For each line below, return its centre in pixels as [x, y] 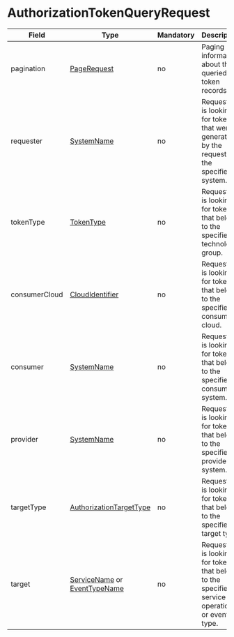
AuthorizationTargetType [110, 507]
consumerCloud [37, 294]
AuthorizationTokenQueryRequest [109, 13]
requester [27, 141]
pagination [28, 68]
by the [212, 145]
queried [214, 73]
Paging [213, 47]
